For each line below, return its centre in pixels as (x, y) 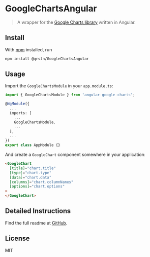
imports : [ (21, 113)
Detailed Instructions (38, 211)
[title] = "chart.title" (33, 168)
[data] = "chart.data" (30, 177)
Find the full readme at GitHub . (36, 223)
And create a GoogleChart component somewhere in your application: (75, 155)
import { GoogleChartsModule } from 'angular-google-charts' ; (70, 95)
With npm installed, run (29, 49)
